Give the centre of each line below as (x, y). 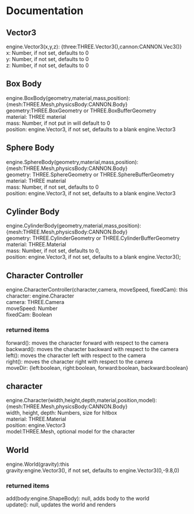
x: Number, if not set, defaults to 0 (48, 53)
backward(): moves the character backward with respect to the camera (92, 349)
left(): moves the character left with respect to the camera (76, 355)
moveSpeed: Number (32, 308)
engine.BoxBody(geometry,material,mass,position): (68, 98)
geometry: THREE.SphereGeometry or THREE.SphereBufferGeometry (90, 174)
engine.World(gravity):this (38, 464)
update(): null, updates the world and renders (61, 505)
